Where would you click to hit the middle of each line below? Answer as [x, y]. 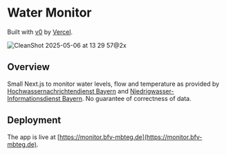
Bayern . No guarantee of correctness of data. [126, 98]
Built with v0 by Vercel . [40, 32]
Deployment [34, 120]
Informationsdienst [34, 98]
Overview [29, 67]
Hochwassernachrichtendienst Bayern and [68, 91]
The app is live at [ [34, 137]
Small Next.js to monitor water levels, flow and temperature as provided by [113, 84]
